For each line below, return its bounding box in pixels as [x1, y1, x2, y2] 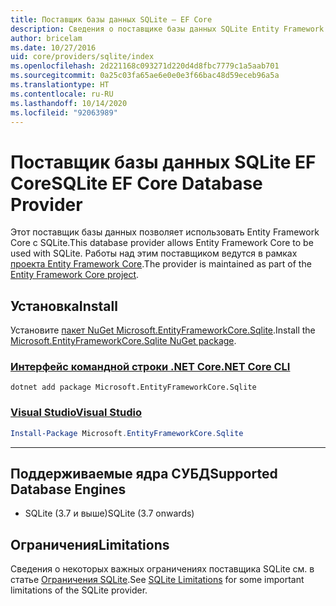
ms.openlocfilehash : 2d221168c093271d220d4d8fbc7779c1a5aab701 [10, 61, 280, 71]
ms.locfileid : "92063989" [10, 107, 118, 118]
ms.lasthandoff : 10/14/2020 [10, 98, 128, 108]
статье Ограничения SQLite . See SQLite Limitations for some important [10, 574, 305, 586]
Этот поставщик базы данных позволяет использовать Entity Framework [10, 226, 320, 238]
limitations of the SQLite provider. [10, 584, 148, 596]
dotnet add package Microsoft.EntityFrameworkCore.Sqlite [10, 382, 257, 393]
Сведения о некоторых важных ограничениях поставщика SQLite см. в [10, 563, 315, 575]
